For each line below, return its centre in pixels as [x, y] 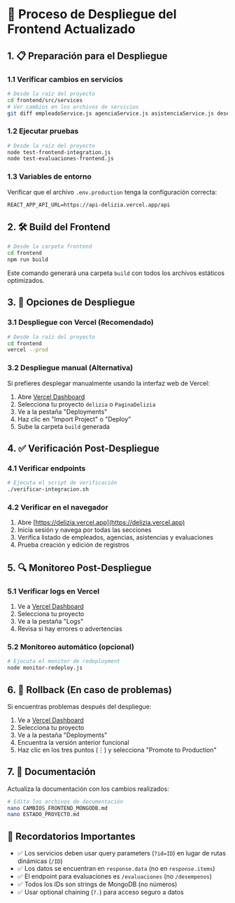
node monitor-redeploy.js [45, 668]
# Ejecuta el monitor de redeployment [64, 661]
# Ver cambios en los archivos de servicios [73, 107]
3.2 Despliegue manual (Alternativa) [70, 368]
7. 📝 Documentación [51, 772]
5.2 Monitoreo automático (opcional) [71, 647]
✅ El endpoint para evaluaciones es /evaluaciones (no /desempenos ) [114, 876]
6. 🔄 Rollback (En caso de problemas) [90, 690]
